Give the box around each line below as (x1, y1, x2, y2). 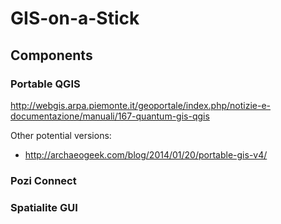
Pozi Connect (10, 173, 77, 187)
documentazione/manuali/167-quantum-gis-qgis (10, 110, 210, 122)
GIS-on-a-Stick (10, 7, 140, 30)
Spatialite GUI (10, 200, 78, 214)
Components (10, 47, 93, 64)
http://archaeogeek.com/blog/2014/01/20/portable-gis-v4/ (24, 148, 268, 161)
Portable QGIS (10, 77, 81, 91)
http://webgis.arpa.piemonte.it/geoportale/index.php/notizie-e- (10, 99, 272, 111)
